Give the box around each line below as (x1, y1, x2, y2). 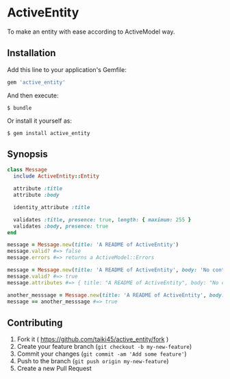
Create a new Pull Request (16, 365, 92, 373)
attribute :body (13, 192, 60, 199)
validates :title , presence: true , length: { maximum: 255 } (13, 216, 192, 223)
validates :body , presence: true (13, 223, 109, 230)
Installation (7, 47, 56, 59)
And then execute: (7, 91, 59, 99)
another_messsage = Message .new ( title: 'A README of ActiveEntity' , (7, 291, 207, 299)
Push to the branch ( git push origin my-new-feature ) (16, 357, 169, 365)
